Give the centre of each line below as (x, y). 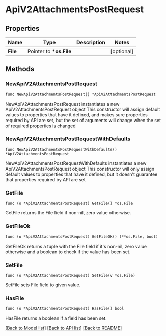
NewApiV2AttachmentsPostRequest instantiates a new (62, 104)
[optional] (122, 51)
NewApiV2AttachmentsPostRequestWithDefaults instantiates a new (76, 163)
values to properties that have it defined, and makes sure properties (76, 115)
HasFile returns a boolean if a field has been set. (56, 318)
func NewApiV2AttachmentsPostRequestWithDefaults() (61, 149)
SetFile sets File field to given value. (43, 285)
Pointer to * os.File (49, 51)
